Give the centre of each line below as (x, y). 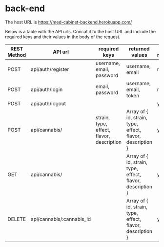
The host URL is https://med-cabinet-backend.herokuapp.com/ (69, 22)
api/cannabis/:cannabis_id (61, 219)
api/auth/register (50, 69)
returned (139, 48)
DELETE (17, 219)
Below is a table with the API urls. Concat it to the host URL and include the (81, 31)
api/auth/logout (49, 103)
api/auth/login (47, 90)
